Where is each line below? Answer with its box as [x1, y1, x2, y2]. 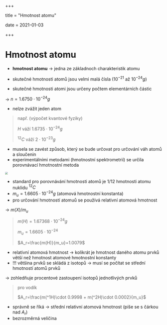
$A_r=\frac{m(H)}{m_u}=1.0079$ [17, 239, 85, 245]
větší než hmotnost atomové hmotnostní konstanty [12, 254, 117, 260]
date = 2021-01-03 [5, 22, 44, 28]
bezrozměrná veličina [12, 316, 57, 322]
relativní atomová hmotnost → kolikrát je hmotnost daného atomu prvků [12, 249, 160, 255]
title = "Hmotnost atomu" [5, 12, 56, 18]
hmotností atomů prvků [12, 265, 61, 271]
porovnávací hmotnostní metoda [12, 162, 79, 168]
